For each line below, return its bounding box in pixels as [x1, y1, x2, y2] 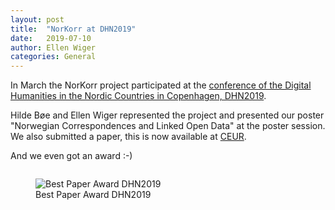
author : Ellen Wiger [10, 42, 97, 53]
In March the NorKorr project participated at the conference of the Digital [10, 79, 312, 91]
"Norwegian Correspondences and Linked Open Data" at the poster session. [10, 120, 326, 132]
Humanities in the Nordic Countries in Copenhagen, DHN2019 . [10, 90, 267, 102]
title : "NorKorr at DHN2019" [10, 24, 137, 34]
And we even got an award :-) [10, 150, 133, 162]
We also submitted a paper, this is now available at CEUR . [10, 131, 247, 143]
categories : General [10, 52, 97, 62]
